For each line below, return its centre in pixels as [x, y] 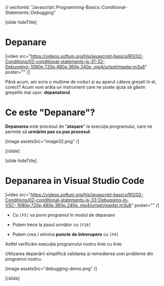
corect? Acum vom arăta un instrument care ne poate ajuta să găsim [75, 87]
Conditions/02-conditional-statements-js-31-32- [55, 61]
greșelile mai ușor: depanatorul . [38, 92]
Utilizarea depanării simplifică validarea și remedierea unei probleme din [79, 254]
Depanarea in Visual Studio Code [75, 181]
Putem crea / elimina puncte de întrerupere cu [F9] [65, 234]
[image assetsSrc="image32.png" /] [42, 141]
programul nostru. [24, 259]
